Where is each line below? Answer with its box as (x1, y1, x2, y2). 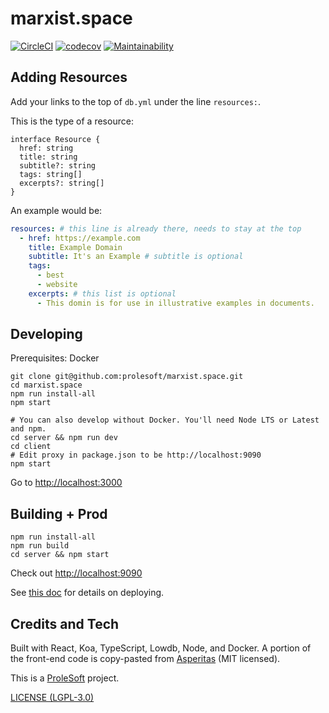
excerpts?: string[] (19, 178, 105, 188)
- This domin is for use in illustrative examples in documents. (36, 298, 315, 308)
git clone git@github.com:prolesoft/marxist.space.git (10, 372, 244, 382)
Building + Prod (10, 505, 108, 522)
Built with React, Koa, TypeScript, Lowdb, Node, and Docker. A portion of (10, 642, 312, 654)
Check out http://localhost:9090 (10, 567, 143, 579)
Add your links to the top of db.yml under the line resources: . (10, 95, 262, 107)
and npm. (10, 424, 47, 434)
